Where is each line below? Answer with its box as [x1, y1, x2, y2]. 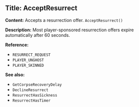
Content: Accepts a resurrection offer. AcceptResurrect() [5, 17, 123, 23]
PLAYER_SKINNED [12, 63, 44, 68]
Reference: [5, 42, 29, 48]
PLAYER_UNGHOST [12, 57, 44, 63]
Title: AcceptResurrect [5, 4, 78, 12]
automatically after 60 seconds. [5, 32, 70, 38]
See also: [5, 72, 25, 78]
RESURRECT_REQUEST [12, 52, 51, 57]
